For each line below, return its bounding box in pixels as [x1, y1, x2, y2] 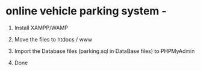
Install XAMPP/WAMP [14, 24, 69, 31]
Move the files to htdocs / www [14, 35, 93, 43]
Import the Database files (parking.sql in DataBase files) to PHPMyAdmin [14, 47, 195, 55]
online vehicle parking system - [5, 4, 167, 18]
